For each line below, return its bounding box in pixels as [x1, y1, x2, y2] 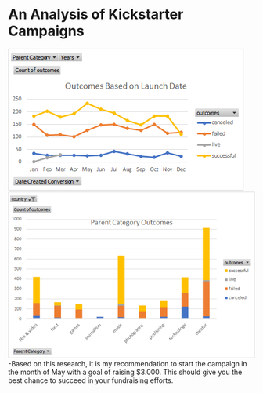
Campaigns [8, 22, 85, 40]
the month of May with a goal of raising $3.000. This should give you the [8, 367, 243, 377]
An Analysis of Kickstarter [8, 5, 184, 24]
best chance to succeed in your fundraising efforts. [8, 375, 174, 385]
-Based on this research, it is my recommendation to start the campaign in [8, 358, 248, 368]
